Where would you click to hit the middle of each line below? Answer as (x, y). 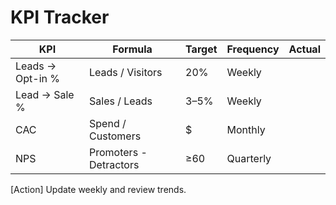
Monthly (246, 129)
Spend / (108, 123)
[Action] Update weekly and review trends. (98, 189)
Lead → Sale (45, 94)
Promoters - (118, 152)
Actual (304, 49)
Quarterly (249, 158)
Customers (115, 136)
